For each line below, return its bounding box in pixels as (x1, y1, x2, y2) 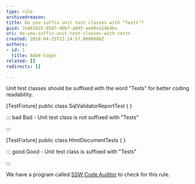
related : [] (6, 58, 35, 64)
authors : (6, 42, 28, 48)
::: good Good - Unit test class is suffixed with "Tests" (6, 148, 137, 155)
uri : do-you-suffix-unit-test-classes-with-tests (6, 31, 131, 37)
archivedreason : (6, 14, 46, 20)
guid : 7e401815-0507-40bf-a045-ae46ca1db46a (6, 25, 118, 31)
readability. (6, 91, 34, 98)
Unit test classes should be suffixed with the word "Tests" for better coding (6, 85, 190, 92)
